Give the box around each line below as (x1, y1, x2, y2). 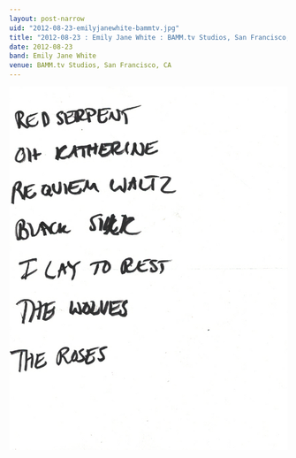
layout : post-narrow (9, 14, 86, 23)
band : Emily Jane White (9, 51, 97, 61)
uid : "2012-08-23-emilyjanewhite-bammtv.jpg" (9, 23, 179, 33)
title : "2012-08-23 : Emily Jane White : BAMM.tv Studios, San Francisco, (9, 33, 291, 42)
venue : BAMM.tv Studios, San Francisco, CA (9, 61, 172, 70)
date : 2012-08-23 (9, 42, 73, 51)
